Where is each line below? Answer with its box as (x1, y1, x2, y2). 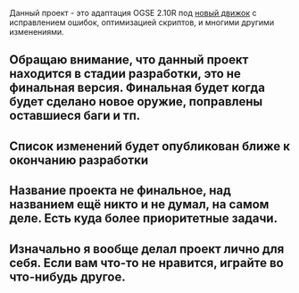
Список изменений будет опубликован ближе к (9, 138, 290, 154)
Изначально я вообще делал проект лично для (9, 241, 285, 256)
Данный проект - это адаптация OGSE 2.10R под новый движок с (9, 8, 257, 18)
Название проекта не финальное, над (9, 183, 232, 198)
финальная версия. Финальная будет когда (9, 80, 266, 96)
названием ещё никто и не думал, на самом (9, 197, 270, 213)
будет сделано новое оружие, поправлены (9, 94, 263, 110)
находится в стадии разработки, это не (9, 66, 241, 81)
